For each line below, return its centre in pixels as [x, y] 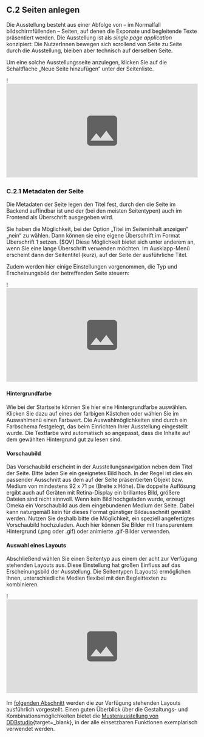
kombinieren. [23, 584]
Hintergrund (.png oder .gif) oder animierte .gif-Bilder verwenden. [89, 532]
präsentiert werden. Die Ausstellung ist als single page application [89, 37]
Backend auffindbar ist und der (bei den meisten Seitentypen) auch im [94, 211]
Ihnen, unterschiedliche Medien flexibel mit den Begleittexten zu [87, 578]
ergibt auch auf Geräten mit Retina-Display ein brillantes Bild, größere [93, 493]
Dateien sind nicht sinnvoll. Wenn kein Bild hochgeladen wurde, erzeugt [96, 499]
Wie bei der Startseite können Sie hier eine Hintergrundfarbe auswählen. [97, 407]
